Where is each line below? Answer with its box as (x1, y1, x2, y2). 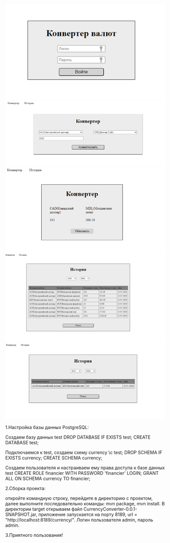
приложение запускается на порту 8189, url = (38, 511, 137, 518)
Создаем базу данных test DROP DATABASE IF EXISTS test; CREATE (5, 434, 151, 440)
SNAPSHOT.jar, (5, 511, 38, 518)
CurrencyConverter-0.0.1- (83, 506, 137, 512)
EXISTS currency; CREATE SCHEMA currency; (5, 455, 103, 461)
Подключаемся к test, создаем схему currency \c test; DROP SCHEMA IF (5, 449, 163, 455)
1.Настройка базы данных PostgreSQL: (5, 424, 89, 431)
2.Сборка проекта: (5, 485, 46, 492)
